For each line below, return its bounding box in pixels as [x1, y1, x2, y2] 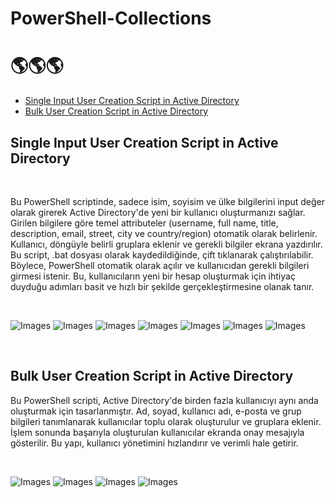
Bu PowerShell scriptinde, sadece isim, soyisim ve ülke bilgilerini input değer [10, 195, 326, 207]
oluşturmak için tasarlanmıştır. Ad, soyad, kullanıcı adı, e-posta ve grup [10, 405, 302, 417]
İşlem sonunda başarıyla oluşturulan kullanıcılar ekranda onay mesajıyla [10, 426, 305, 438]
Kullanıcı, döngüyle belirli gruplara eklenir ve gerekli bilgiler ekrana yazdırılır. [10, 238, 323, 250]
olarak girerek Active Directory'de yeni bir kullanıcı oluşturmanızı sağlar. [10, 206, 306, 218]
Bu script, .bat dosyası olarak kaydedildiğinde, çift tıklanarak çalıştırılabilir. [10, 248, 314, 261]
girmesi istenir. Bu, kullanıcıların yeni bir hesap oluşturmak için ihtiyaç [10, 270, 296, 282]
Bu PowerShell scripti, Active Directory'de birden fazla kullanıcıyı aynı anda [10, 394, 319, 406]
